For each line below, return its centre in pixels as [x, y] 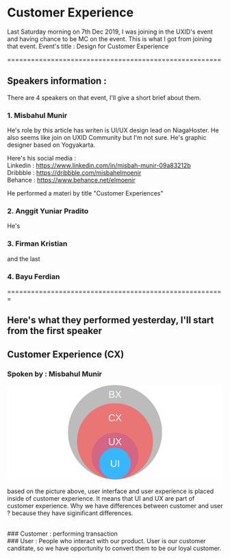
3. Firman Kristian [37, 243]
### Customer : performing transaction [63, 534]
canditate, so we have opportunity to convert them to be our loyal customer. [114, 548]
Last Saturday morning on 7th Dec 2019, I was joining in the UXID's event [110, 32]
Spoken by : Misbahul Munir [55, 374]
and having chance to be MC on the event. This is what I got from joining [110, 38]
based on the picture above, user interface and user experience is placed [111, 491]
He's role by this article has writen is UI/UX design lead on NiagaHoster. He [113, 130]
